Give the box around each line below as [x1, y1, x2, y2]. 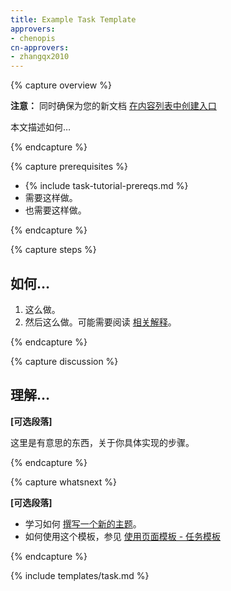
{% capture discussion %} [10, 355, 119, 367]
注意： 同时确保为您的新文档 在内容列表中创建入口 [10, 100, 217, 112]
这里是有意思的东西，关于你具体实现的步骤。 [10, 436, 195, 448]
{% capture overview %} [10, 79, 112, 91]
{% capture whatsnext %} [10, 476, 117, 488]
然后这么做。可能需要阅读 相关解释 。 [24, 316, 177, 328]
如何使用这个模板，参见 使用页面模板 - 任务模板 [24, 530, 222, 542]
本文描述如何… [10, 121, 72, 133]
